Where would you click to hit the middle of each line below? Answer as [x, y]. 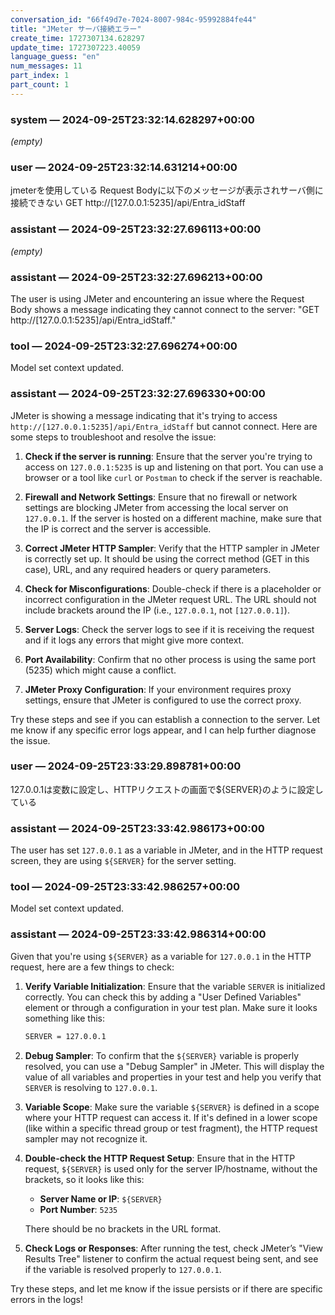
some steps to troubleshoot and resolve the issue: [113, 437]
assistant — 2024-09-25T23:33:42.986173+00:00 [137, 828]
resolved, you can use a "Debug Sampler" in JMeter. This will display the [174, 1066]
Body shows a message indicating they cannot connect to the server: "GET [165, 309]
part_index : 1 [40, 76]
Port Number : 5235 [78, 1209]
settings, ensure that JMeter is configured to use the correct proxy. [163, 700]
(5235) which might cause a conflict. [100, 670]
